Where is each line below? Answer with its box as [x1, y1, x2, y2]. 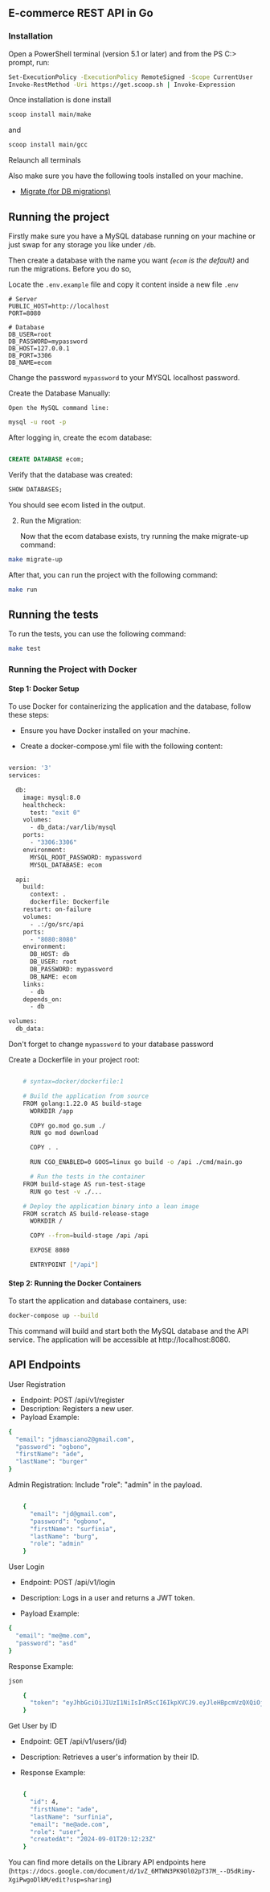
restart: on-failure [22, 905, 92, 913]
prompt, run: [8, 57, 50, 67]
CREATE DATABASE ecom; [8, 455, 84, 463]
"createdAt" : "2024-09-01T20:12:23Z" [29, 1836, 157, 1844]
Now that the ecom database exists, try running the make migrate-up [19, 531, 249, 540]
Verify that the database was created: [8, 470, 133, 479]
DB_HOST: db [29, 950, 70, 958]
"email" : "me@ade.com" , [29, 1820, 110, 1828]
